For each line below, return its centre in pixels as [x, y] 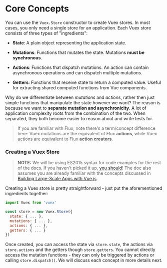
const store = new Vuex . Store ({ [39, 212]
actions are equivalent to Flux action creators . [65, 139]
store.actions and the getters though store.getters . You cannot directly [80, 250]
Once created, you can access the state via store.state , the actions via [79, 245]
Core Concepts [37, 9]
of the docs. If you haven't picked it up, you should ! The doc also [84, 168]
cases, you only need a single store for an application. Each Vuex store [78, 27]
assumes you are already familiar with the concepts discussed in [84, 173]
